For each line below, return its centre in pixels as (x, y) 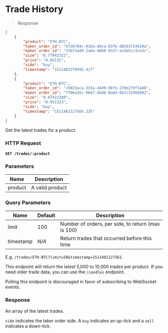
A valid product (49, 188)
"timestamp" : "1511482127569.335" (59, 111)
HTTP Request (23, 143)
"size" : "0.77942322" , (47, 56)
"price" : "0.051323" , (46, 102)
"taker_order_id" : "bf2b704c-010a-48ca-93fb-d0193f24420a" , (87, 46)
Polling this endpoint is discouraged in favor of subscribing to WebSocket (81, 282)
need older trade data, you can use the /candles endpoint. (65, 272)
